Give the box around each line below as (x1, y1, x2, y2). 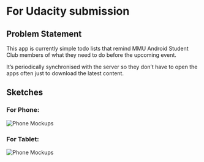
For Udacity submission (6, 4, 130, 18)
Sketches (6, 87, 43, 98)
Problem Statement (6, 29, 82, 39)
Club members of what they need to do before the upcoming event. (6, 51, 176, 59)
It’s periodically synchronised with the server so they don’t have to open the (6, 63, 198, 70)
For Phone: (6, 106, 40, 114)
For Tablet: (6, 134, 39, 143)
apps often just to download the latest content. (6, 70, 124, 77)
